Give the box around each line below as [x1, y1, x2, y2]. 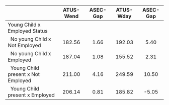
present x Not [8, 71, 40, 77]
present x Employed [8, 91, 55, 98]
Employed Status [8, 28, 48, 34]
